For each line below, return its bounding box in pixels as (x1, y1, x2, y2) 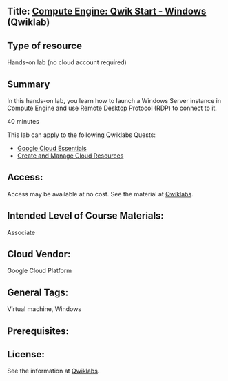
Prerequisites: (7, 325, 69, 337)
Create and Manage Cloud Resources (17, 151, 124, 160)
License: (7, 349, 45, 360)
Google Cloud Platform (7, 266, 72, 275)
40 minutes (7, 118, 40, 126)
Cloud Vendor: (7, 248, 71, 260)
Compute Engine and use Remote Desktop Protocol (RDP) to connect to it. (7, 104, 217, 113)
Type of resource (7, 39, 83, 51)
